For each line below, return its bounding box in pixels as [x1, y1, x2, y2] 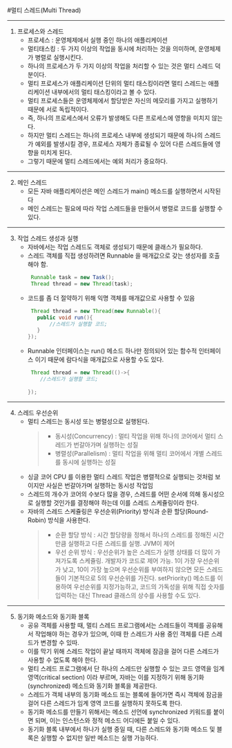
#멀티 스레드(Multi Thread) [7, 6, 81, 14]
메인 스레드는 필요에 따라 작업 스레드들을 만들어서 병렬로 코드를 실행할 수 [27, 204, 223, 213]
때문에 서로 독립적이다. [27, 105, 89, 113]
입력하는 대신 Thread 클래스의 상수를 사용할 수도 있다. [55, 591, 201, 599]
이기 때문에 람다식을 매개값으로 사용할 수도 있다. [35, 355, 164, 364]
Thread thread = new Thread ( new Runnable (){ [30, 308, 161, 314]
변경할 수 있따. [40, 638, 79, 646]
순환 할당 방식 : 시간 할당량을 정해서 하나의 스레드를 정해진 [55, 531, 212, 539]
